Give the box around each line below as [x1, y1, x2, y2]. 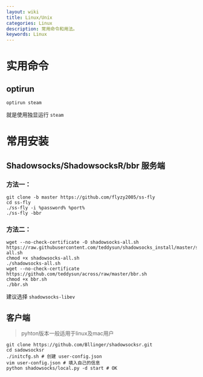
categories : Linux [6, 20, 53, 26]
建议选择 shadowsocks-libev [6, 293, 76, 300]
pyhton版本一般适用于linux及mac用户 [21, 330, 114, 337]
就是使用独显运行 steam [6, 111, 64, 119]
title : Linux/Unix [6, 15, 53, 21]
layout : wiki [6, 8, 39, 15]
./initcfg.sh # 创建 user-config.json [6, 353, 102, 360]
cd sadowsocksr [6, 347, 45, 353]
